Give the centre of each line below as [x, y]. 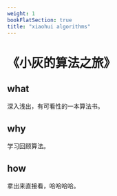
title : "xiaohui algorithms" [49, 26]
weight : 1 [21, 14]
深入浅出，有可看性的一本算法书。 [55, 106]
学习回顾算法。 [28, 146]
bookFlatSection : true [40, 20]
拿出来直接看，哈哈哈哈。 [43, 186]
